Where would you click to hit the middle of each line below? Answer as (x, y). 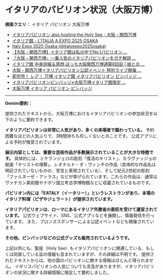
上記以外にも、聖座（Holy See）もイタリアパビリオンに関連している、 (75, 248)
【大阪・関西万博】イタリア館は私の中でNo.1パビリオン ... (70, 52)
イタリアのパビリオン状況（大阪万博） (81, 10)
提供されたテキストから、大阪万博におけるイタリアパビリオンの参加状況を (79, 113)
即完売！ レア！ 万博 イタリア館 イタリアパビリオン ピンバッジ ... (77, 76)
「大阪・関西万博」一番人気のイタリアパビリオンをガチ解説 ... (74, 58)
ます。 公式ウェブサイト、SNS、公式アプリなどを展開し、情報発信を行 (80, 215)
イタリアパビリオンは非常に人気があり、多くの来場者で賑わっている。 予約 (80, 130)
